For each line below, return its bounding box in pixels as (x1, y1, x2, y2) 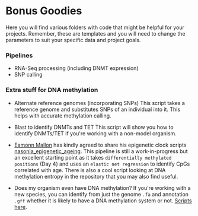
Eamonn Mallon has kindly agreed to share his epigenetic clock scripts (14, 141, 187, 148)
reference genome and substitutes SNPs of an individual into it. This (14, 106, 181, 113)
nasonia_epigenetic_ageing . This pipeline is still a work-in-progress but (14, 147, 188, 155)
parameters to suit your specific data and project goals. (5, 36, 141, 43)
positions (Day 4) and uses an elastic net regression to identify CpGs (14, 160, 190, 167)
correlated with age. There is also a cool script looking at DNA (14, 166, 166, 173)
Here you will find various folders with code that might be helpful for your (5, 24, 184, 31)
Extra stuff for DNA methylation (5, 86, 98, 94)
